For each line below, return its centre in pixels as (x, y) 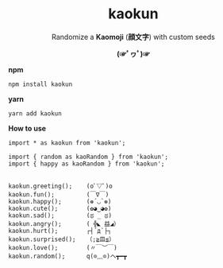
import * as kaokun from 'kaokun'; (67, 143)
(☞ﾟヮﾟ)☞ (133, 53)
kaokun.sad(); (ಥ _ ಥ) (60, 216)
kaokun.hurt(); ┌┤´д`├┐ (60, 231)
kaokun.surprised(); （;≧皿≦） (62, 239)
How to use (27, 128)
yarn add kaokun (35, 113)
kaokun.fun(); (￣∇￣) (59, 194)
